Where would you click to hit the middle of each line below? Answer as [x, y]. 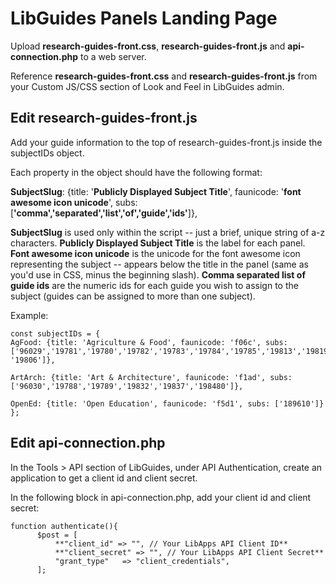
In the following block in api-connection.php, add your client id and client [161, 497]
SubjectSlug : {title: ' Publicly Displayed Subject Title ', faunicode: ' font [156, 191]
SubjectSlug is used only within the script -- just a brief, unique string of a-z [168, 232]
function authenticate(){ [64, 526]
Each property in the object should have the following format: [136, 172]
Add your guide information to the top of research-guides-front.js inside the [166, 142]
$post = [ [57, 535]
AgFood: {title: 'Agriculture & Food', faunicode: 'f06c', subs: [149, 342]
